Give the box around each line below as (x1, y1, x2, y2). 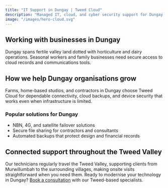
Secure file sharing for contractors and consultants (12, 128, 118, 134)
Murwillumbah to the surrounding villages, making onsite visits (5, 166, 135, 172)
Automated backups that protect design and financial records (12, 133, 140, 139)
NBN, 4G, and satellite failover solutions (12, 122, 95, 129)
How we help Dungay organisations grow (5, 74, 137, 83)
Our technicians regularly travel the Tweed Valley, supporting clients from (5, 161, 157, 167)
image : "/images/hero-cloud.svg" (5, 17, 75, 22)
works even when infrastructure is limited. (5, 98, 92, 104)
